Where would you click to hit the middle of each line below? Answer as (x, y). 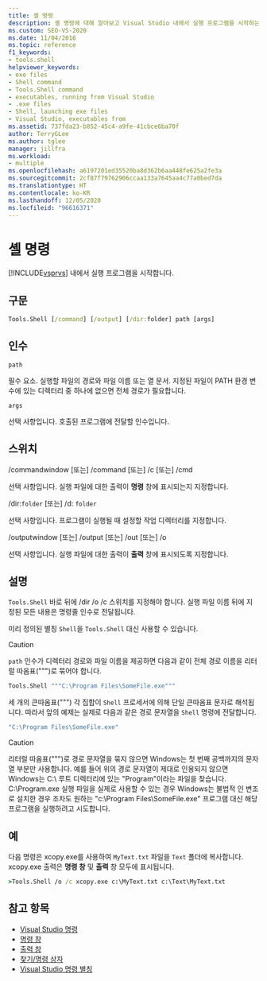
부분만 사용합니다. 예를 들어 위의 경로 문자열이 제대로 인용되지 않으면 (122, 769)
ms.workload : (30, 156)
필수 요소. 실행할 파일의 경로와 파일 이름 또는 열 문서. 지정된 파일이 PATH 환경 (128, 380)
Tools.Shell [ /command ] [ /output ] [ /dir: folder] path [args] (112, 320)
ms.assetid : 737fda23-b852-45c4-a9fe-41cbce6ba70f (94, 126)
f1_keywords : (30, 52)
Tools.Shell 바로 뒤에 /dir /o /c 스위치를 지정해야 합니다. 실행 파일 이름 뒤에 (126, 602)
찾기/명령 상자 (41, 959)
